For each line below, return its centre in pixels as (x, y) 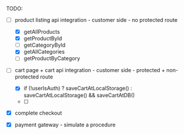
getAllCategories (44, 52)
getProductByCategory (52, 58)
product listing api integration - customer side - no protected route (96, 20)
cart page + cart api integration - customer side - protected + (90, 70)
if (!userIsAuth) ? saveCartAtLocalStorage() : (78, 89)
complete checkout (38, 113)
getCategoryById (45, 45)
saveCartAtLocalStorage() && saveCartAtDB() (79, 95)
